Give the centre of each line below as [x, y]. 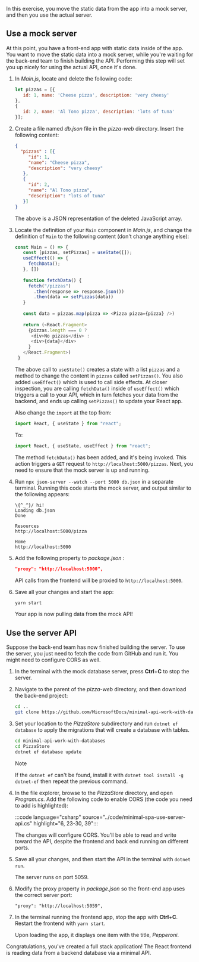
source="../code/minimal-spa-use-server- [134, 817]
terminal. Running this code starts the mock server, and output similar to [103, 488]
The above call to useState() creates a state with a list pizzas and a [97, 369]
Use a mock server [42, 34]
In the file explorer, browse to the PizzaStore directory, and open [94, 793]
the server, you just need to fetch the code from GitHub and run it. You [92, 654]
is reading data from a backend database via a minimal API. [79, 952]
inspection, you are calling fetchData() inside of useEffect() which [97, 388]
